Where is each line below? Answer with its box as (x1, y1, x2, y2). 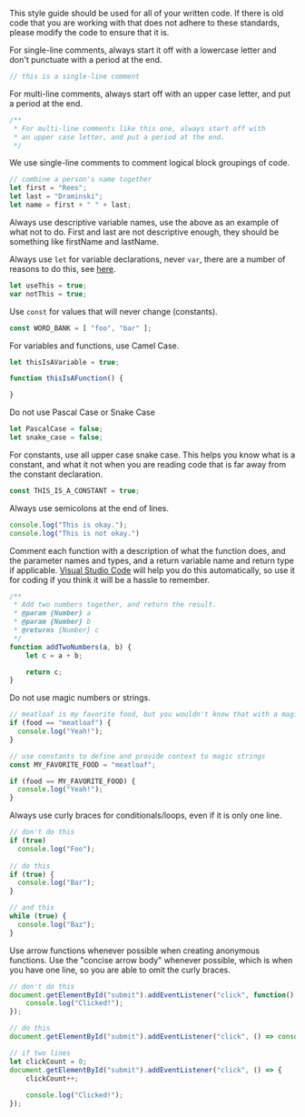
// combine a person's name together (9, 175, 152, 185)
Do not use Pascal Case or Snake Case (9, 407, 156, 418)
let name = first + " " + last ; (9, 200, 132, 209)
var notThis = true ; (9, 289, 88, 298)
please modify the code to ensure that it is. (9, 27, 170, 37)
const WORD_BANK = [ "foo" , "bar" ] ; (9, 323, 152, 333)
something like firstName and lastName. (9, 236, 159, 247)
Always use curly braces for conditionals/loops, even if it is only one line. (9, 810, 282, 821)
